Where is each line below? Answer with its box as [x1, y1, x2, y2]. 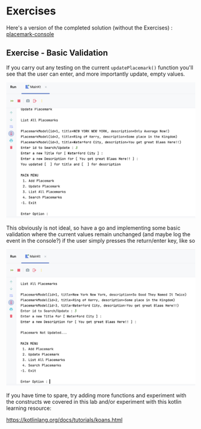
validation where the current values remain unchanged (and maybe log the [6, 230, 191, 238]
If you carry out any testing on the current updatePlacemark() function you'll [6, 64, 194, 71]
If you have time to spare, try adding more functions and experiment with [6, 392, 187, 399]
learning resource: [6, 404, 52, 412]
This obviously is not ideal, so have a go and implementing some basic [6, 224, 181, 231]
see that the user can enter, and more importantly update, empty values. [6, 70, 185, 78]
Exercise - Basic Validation [6, 48, 108, 58]
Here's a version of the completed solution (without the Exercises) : [6, 24, 173, 31]
